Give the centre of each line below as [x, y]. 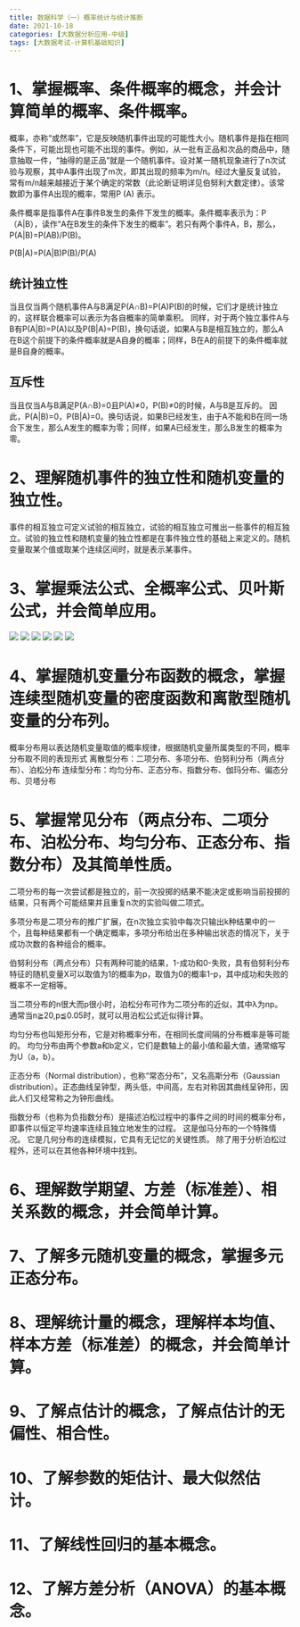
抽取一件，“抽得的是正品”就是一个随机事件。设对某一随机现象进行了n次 [147, 161]
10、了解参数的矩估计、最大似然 [127, 1478]
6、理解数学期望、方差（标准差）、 [135, 1189]
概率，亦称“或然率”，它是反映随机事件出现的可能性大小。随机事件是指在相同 [149, 138]
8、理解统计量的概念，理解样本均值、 [147, 1323]
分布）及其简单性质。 [103, 865]
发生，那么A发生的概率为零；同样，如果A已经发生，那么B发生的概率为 [154, 427]
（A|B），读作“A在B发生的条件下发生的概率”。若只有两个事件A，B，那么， [145, 224]
